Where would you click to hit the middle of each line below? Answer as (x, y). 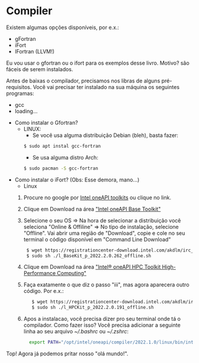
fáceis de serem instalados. (40, 69)
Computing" (72, 273)
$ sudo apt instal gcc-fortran (62, 146)
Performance (40, 273)
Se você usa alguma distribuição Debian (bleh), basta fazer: (105, 135)
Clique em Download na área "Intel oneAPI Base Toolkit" (92, 209)
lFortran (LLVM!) (35, 51)
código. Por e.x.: (44, 291)
